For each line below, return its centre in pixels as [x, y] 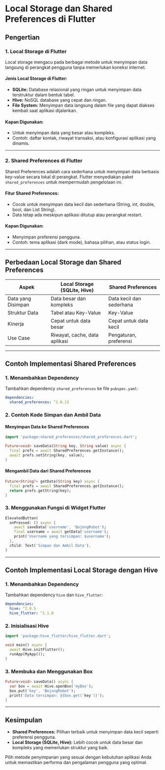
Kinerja [16, 324]
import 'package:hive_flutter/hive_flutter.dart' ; [58, 636]
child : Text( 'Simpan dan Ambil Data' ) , [50, 545]
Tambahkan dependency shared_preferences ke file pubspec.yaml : [72, 388]
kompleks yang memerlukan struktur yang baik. [60, 748]
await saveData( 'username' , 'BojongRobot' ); [60, 527]
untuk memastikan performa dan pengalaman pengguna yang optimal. [76, 763]
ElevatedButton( [22, 518]
